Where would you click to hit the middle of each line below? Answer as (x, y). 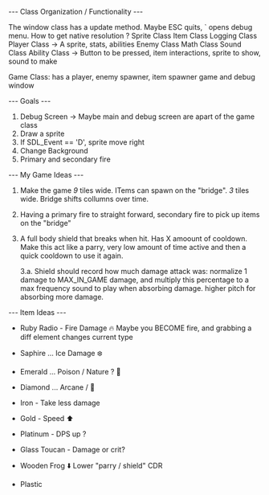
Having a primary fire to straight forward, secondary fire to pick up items (140, 215)
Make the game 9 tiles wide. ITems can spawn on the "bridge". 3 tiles (134, 190)
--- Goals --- (30, 101)
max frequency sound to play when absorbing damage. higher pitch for (138, 288)
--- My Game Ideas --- (46, 175)
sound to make (33, 61)
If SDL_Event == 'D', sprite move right (82, 142)
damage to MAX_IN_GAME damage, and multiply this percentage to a (134, 280)
